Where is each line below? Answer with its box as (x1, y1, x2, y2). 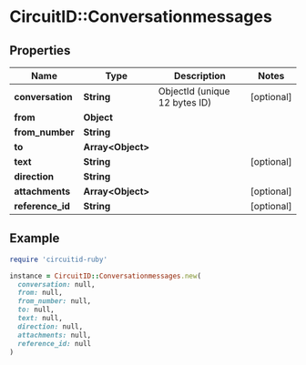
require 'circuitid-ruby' (9, 255, 107, 264)
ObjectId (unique (158, 85, 230, 97)
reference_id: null (17, 339, 92, 348)
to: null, (17, 305, 55, 315)
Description (174, 70, 226, 82)
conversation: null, (17, 279, 96, 289)
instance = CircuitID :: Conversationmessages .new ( (9, 271, 202, 280)
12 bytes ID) (158, 96, 212, 108)
